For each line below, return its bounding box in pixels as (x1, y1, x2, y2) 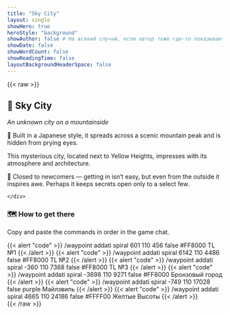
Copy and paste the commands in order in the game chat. (7, 227, 170, 236)
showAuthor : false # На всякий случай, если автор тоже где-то (7, 36, 192, 43)
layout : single (7, 16, 51, 23)
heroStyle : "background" (7, 29, 78, 36)
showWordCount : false (7, 49, 69, 56)
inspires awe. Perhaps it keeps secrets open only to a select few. (7, 180, 190, 188)
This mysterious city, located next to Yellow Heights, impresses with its (7, 152, 207, 160)
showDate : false (7, 42, 53, 49)
